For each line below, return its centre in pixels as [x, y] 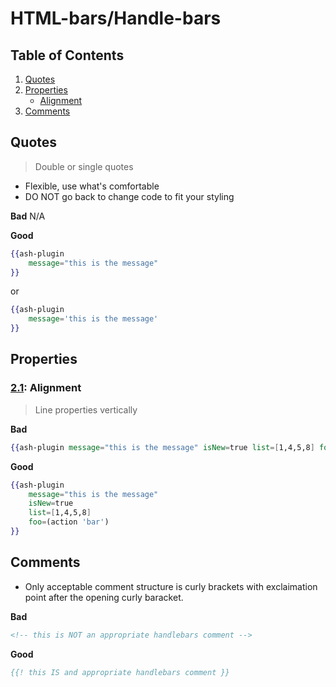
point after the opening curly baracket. [104, 597]
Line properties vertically [86, 409]
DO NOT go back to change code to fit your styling [129, 196]
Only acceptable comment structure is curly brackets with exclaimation [171, 586]
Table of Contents [67, 55]
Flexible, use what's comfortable [92, 186]
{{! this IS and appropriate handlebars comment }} [120, 672]
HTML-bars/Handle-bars [116, 18]
